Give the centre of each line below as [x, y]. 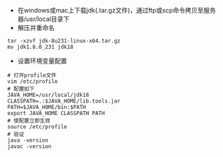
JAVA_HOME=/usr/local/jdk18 [48, 95]
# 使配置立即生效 [29, 121]
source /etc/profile [38, 127]
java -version [28, 140]
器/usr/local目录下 [43, 19]
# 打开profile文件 [32, 75]
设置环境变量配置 [42, 61]
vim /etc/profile [33, 82]
